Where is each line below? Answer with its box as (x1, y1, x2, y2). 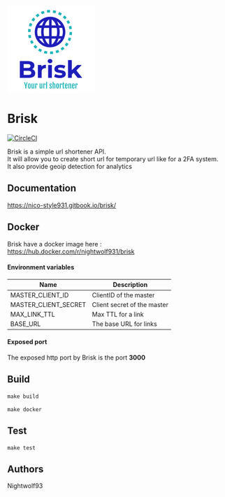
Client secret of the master (92, 300, 169, 309)
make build (7, 393, 39, 400)
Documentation (7, 182, 77, 194)
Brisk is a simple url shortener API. (7, 147, 106, 156)
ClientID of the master (92, 290, 155, 299)
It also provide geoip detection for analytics (7, 162, 133, 170)
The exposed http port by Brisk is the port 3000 (7, 353, 145, 362)
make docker (7, 406, 42, 413)
